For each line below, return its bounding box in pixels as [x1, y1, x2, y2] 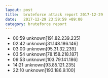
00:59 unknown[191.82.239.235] [12, 35, 81, 41]
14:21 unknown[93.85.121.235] [12, 62, 76, 68]
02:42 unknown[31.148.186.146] [12, 41, 79, 47]
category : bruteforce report [5, 21, 67, 27]
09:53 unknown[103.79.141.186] [12, 56, 78, 63]
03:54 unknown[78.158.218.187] [12, 51, 79, 57]
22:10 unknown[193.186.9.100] [12, 67, 76, 73]
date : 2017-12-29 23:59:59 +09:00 [5, 17, 83, 22]
